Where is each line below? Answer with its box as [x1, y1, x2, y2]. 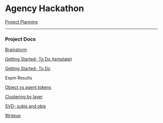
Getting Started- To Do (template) [5, 56, 72, 62]
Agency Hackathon [5, 3, 84, 14]
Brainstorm [5, 47, 27, 53]
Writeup [5, 113, 21, 119]
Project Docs [5, 35, 36, 42]
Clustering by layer [5, 94, 43, 100]
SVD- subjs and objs [5, 103, 46, 109]
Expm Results [5, 75, 33, 81]
